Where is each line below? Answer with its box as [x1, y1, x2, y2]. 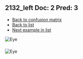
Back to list [12, 22, 34, 28]
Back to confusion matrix [12, 16, 62, 22]
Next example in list [12, 27, 52, 33]
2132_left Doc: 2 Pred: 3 [5, 4, 78, 12]
